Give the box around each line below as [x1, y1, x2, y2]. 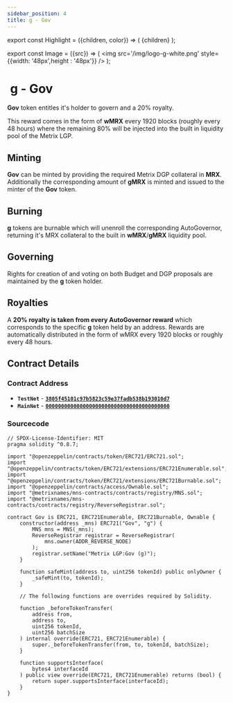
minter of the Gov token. [7, 185, 78, 194]
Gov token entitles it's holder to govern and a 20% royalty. [7, 103, 175, 112]
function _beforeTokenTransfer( [19, 604, 113, 611]
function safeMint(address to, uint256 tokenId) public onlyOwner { [19, 568, 222, 575]
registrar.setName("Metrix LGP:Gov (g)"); [32, 550, 157, 557]
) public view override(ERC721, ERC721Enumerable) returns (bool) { [19, 671, 222, 679]
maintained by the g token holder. [7, 277, 103, 285]
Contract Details [7, 358, 80, 370]
